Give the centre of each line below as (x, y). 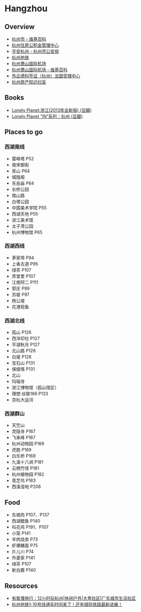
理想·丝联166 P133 (30, 394)
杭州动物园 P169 (28, 444)
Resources (21, 586)
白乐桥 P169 (24, 456)
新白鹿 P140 (24, 570)
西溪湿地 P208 (26, 487)
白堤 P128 (21, 357)
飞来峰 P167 (23, 438)
